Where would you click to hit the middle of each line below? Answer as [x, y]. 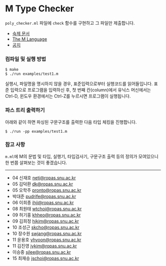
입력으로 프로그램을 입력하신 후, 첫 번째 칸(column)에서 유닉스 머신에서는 [81, 90]
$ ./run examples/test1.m [32, 74]
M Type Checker [40, 9]
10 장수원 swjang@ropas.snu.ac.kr [47, 233]
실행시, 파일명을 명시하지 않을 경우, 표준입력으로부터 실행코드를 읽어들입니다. [79, 84]
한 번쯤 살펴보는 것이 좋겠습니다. [36, 162]
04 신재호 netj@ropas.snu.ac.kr [44, 178]
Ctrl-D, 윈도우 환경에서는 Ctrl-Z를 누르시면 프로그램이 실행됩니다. [68, 96]
